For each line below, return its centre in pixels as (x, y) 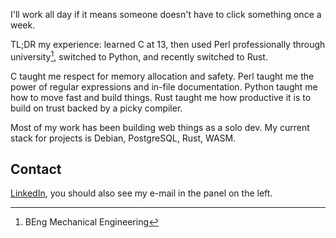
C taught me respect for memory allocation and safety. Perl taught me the (162, 76)
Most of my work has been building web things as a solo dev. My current (160, 127)
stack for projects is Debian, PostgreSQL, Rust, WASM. (123, 138)
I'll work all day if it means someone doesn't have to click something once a (166, 14)
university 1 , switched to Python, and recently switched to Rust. (139, 56)
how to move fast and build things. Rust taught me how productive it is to (161, 97)
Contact (36, 169)
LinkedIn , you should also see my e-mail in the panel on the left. (141, 193)
